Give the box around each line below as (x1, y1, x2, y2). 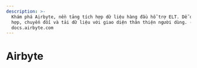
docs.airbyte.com (11, 24, 54, 31)
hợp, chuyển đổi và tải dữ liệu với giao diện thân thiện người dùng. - (11, 19, 193, 25)
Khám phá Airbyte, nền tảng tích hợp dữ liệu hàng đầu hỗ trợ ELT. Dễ (11, 14, 188, 20)
